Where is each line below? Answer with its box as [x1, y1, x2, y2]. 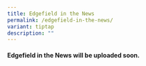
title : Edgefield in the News [7, 10, 95, 17]
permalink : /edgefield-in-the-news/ [7, 17, 113, 24]
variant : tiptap [7, 23, 54, 30]
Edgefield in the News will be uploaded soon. [7, 51, 140, 59]
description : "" [7, 29, 54, 37]
